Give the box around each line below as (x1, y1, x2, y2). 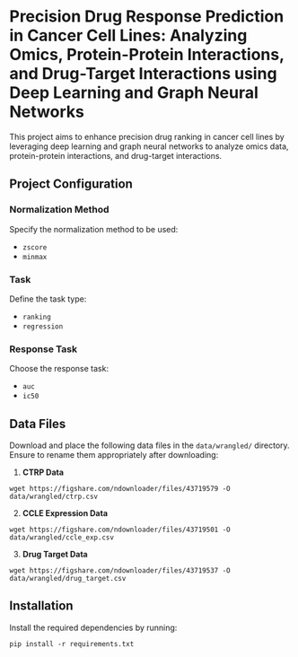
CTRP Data (22, 467, 65, 477)
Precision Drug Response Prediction (9, 6, 285, 27)
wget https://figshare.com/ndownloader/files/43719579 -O (9, 485, 231, 494)
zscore (22, 242, 48, 252)
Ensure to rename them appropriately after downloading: (9, 450, 219, 460)
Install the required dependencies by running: (9, 622, 178, 633)
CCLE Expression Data (22, 508, 109, 519)
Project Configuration (9, 177, 133, 192)
